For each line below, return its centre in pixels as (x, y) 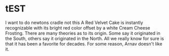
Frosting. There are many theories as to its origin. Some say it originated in (83, 33)
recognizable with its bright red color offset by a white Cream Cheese (78, 27)
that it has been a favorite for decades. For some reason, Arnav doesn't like (84, 43)
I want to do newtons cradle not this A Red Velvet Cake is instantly (74, 22)
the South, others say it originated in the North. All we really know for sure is (85, 38)
